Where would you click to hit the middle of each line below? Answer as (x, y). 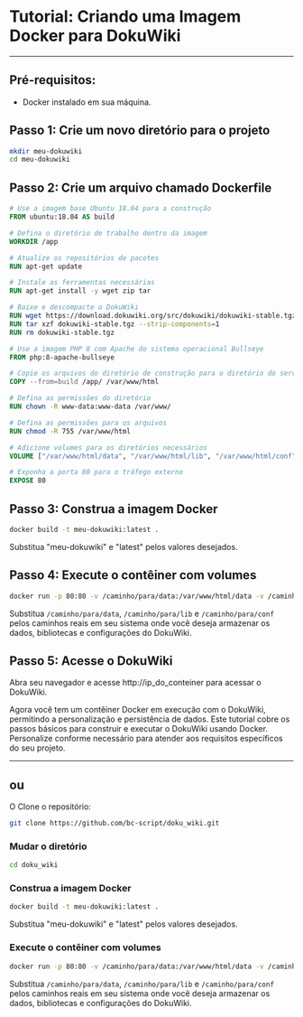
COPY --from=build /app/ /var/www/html (84, 382)
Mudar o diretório (48, 846)
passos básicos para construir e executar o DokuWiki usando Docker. (139, 729)
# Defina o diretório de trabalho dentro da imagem (108, 233)
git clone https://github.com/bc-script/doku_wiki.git (115, 824)
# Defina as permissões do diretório (80, 398)
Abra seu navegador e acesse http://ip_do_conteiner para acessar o (135, 683)
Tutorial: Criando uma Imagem (125, 17)
